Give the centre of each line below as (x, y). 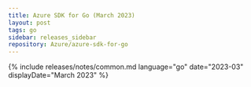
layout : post (30, 23)
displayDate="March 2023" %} (58, 75)
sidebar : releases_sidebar (52, 37)
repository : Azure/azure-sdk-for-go (68, 45)
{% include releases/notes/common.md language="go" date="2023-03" (126, 67)
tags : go (22, 30)
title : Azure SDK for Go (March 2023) (72, 15)
